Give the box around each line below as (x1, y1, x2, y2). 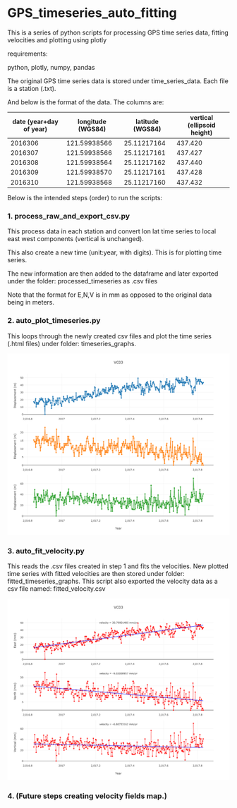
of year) (23, 125, 48, 133)
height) (190, 128, 213, 137)
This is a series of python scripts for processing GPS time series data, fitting (7, 28, 229, 37)
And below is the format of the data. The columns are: (7, 97, 164, 106)
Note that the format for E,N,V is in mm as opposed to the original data (7, 290, 212, 299)
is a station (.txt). (7, 84, 56, 92)
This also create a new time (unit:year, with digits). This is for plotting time (7, 248, 222, 257)
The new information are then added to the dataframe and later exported (7, 269, 219, 278)
